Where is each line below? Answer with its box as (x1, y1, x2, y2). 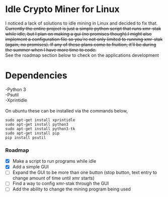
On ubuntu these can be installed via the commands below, (5, 108, 128, 114)
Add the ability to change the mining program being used (12, 186, 131, 192)
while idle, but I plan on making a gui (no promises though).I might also (5, 31, 152, 37)
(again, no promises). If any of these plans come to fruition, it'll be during (5, 41, 156, 47)
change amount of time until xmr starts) (12, 175, 95, 181)
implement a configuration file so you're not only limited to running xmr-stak (5, 36, 163, 42)
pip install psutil (5, 135, 46, 140)
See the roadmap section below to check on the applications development (5, 52, 159, 58)
